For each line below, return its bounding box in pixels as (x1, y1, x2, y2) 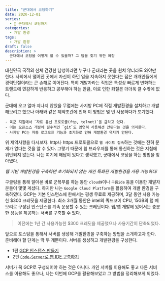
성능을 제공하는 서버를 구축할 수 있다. (10, 210, 81, 216)
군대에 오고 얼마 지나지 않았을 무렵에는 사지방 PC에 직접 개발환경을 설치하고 (5, 102, 150, 109)
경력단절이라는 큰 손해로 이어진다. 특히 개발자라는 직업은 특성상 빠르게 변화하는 (5, 80, 157, 86)
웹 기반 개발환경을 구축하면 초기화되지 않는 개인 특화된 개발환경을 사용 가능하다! (5, 169, 158, 175)
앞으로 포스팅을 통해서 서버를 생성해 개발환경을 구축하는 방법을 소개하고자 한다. (5, 231, 157, 237)
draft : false (5, 44, 32, 49)
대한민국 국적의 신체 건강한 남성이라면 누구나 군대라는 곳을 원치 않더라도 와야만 (5, 67, 157, 73)
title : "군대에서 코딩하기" (5, 7, 55, 12)
